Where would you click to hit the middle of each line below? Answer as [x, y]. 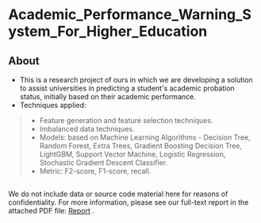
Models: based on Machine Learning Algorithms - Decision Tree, [145, 137]
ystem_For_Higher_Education [108, 31]
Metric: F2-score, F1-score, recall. [95, 171]
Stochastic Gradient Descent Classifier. [104, 163]
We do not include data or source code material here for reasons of [118, 194]
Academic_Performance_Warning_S [130, 15]
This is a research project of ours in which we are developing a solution [136, 80]
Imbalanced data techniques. [87, 129]
